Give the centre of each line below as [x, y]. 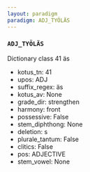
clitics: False [35, 146]
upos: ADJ [32, 79]
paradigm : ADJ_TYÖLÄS [39, 20]
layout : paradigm [32, 14]
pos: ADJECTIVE [42, 154]
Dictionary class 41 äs [38, 58]
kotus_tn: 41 [35, 72]
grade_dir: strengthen [48, 102]
